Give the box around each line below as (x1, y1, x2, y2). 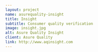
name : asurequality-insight (5, 12, 64, 17)
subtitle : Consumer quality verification (5, 21, 93, 26)
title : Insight (5, 16, 37, 21)
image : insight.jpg (5, 26, 46, 31)
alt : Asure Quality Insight (5, 30, 64, 35)
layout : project (5, 7, 39, 12)
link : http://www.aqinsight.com (5, 40, 73, 45)
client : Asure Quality (5, 35, 53, 40)
